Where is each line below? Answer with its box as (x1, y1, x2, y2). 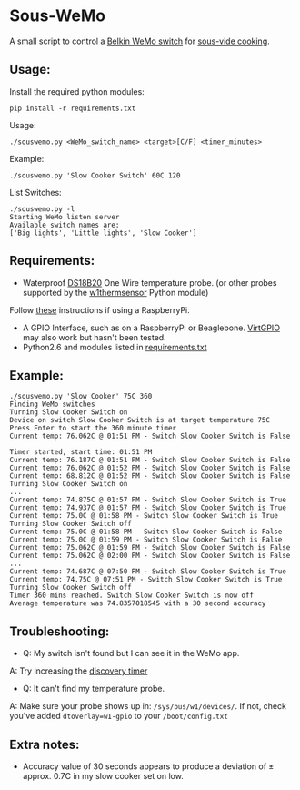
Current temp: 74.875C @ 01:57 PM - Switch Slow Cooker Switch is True (9, 495, 286, 505)
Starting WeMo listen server (9, 212, 120, 221)
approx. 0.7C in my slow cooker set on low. (22, 771, 184, 781)
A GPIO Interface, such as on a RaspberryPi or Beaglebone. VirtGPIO (22, 322, 280, 333)
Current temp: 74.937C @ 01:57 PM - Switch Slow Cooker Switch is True (9, 503, 286, 512)
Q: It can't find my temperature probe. (22, 684, 165, 694)
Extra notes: (9, 736, 80, 752)
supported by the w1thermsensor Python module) (22, 287, 209, 298)
